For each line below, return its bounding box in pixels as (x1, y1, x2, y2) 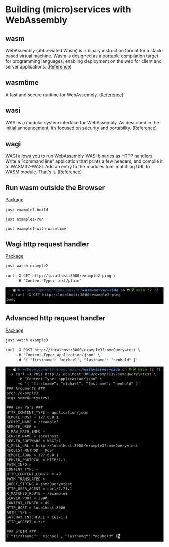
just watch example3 (5, 337, 49, 343)
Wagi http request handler (5, 240, 89, 248)
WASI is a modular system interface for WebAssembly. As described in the (5, 119, 159, 125)
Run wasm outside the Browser (5, 183, 105, 192)
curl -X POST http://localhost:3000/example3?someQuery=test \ (5, 347, 141, 352)
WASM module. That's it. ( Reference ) (5, 169, 82, 175)
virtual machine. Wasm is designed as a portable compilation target (19, 53, 159, 59)
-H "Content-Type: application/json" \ (16, 352, 100, 357)
